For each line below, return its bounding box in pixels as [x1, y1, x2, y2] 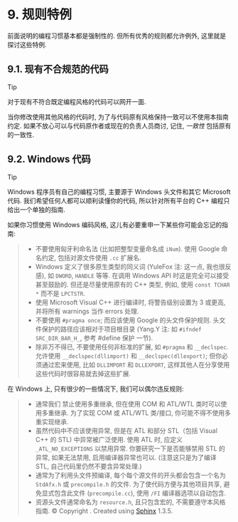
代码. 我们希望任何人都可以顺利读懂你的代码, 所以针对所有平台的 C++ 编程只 [7, 196, 230, 205]
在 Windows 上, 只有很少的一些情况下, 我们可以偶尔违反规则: [7, 384, 184, 393]
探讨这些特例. [7, 40, 48, 48]
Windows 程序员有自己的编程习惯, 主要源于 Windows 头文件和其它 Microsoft [7, 187, 231, 196]
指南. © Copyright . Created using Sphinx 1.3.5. [35, 506, 173, 515]
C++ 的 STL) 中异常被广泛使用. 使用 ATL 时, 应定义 [35, 435, 183, 444]
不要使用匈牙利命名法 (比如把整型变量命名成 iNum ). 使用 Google [35, 244, 220, 253]
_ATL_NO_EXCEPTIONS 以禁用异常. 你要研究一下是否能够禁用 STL [35, 444, 218, 453]
